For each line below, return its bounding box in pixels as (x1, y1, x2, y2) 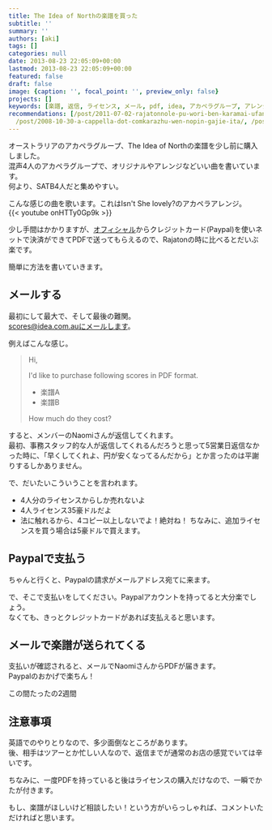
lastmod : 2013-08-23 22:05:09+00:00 (8, 65, 132, 73)
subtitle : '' (8, 19, 53, 28)
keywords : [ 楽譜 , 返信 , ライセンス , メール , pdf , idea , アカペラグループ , (8, 102, 241, 110)
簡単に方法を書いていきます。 (8, 261, 108, 272)
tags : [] (8, 42, 38, 50)
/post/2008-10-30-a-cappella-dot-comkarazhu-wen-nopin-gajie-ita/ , (15, 118, 249, 126)
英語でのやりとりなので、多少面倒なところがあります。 (8, 738, 193, 747)
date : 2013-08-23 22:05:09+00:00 (8, 58, 121, 66)
